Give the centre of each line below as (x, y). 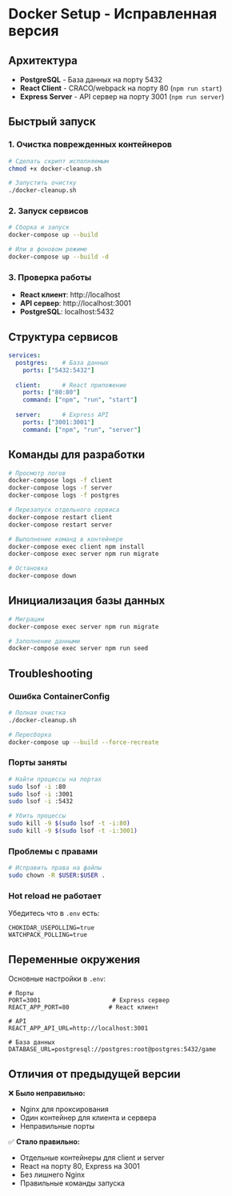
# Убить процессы (37, 816)
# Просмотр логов (37, 473)
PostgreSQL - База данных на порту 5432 (91, 80)
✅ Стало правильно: (44, 1142)
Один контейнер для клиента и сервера (88, 1118)
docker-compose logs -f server (60, 488)
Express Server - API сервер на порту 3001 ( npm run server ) (122, 96)
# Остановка (28, 569)
